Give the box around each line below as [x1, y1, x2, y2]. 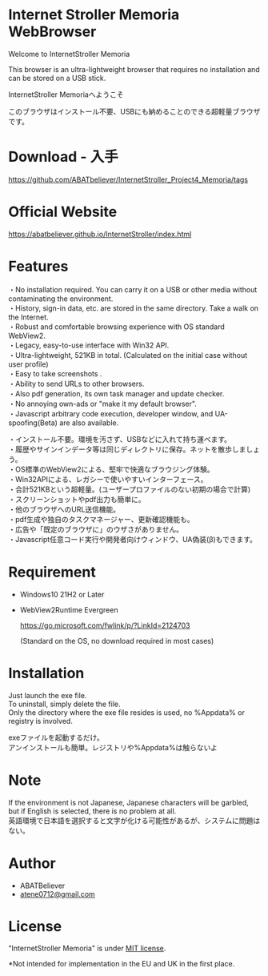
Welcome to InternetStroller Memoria [8, 49, 130, 58]
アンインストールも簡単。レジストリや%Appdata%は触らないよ [8, 742, 218, 752]
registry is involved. [8, 716, 74, 725]
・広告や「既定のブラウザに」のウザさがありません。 [8, 524, 184, 534]
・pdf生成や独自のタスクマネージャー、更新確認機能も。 [8, 514, 194, 524]
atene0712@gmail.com [19, 889, 96, 898]
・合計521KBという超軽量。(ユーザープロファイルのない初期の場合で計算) [8, 484, 251, 494]
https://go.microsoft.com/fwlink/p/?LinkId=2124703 [19, 621, 190, 630]
